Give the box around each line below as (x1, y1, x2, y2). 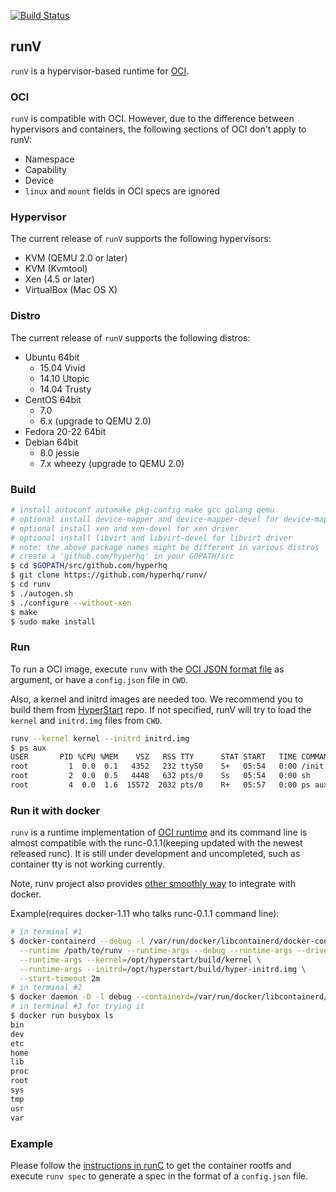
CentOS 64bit (24, 393, 82, 405)
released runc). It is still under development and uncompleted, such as (10, 848, 301, 860)
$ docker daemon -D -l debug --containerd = (10, 992, 195, 1002)
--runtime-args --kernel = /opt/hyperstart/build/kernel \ (19, 955, 262, 965)
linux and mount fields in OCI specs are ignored (24, 185, 221, 197)
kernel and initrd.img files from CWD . (10, 714, 163, 726)
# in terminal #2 (10, 983, 83, 993)
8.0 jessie (39, 446, 80, 459)
